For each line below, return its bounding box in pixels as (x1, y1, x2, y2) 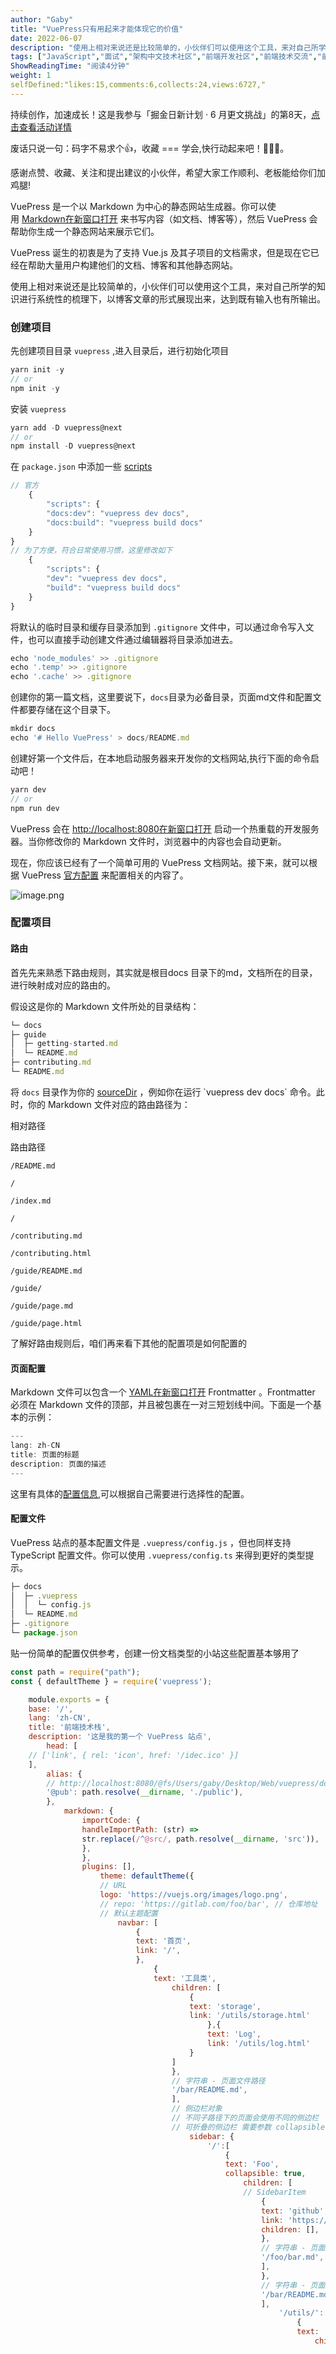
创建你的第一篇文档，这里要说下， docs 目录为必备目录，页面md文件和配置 (10, 691, 313, 703)
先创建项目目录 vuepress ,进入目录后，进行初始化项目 (10, 345, 230, 357)
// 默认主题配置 (99, 1908, 159, 1918)
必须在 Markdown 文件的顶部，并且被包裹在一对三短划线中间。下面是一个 (10, 1399, 313, 1411)
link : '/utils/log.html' (207, 2039, 311, 2049)
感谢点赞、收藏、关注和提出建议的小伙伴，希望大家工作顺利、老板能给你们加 (10, 166, 326, 178)
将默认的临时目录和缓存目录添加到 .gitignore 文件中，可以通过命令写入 (10, 621, 306, 633)
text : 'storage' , (189, 2001, 262, 2011)
